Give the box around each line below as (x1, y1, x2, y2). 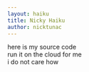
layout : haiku (7, 10, 50, 18)
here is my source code (7, 43, 77, 52)
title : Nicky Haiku (7, 17, 66, 24)
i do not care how (7, 58, 59, 66)
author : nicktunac (7, 23, 62, 30)
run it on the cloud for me (7, 50, 82, 59)
